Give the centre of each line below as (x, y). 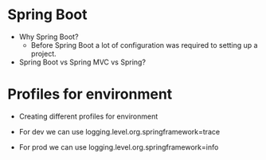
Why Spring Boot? (49, 37)
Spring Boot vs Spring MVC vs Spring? (82, 62)
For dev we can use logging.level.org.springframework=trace (119, 131)
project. (43, 53)
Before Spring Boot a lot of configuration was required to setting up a (144, 45)
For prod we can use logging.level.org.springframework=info (119, 147)
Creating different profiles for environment (88, 116)
